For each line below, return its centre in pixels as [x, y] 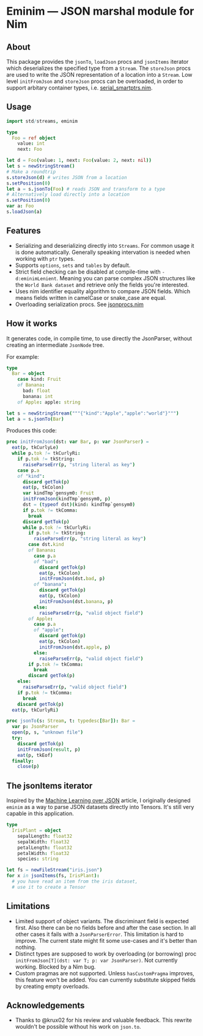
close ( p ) [28, 767]
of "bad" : [46, 562]
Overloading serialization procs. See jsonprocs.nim [79, 304]
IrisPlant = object [37, 831]
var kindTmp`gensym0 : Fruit [58, 493]
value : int [31, 144]
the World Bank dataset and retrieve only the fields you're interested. [102, 285]
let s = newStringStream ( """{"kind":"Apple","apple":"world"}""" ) [93, 413]
